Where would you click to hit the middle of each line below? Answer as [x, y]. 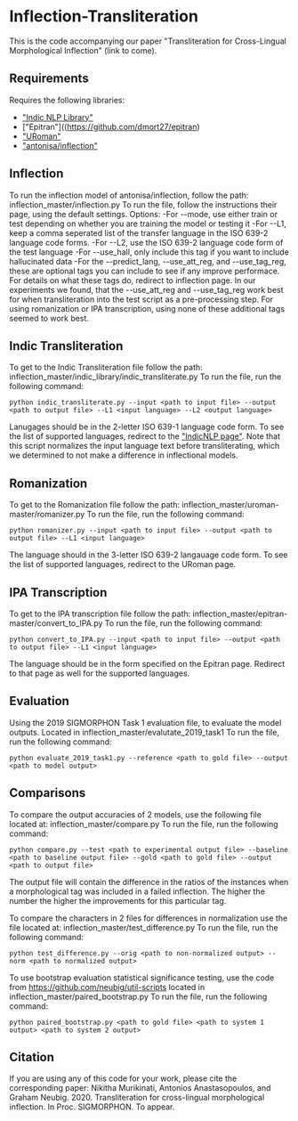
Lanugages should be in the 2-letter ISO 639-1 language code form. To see [147, 427]
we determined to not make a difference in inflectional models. [124, 455]
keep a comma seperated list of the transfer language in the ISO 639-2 [139, 232]
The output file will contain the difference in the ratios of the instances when [149, 881]
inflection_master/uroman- [230, 505]
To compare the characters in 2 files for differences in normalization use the [149, 918]
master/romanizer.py [47, 515]
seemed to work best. [49, 318]
